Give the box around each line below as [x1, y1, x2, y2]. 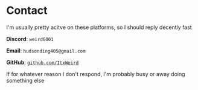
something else [6, 77, 45, 84]
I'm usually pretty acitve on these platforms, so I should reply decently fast [6, 24, 192, 31]
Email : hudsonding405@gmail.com [6, 47, 86, 54]
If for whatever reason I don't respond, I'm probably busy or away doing [6, 70, 185, 77]
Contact [6, 4, 48, 18]
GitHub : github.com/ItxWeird [6, 59, 79, 66]
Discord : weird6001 [6, 35, 54, 42]
